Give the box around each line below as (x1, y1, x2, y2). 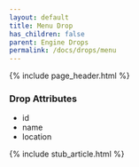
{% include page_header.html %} (9, 70, 130, 81)
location (21, 131, 52, 142)
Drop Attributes (9, 92, 78, 105)
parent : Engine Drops (9, 37, 89, 47)
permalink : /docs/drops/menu (9, 46, 117, 55)
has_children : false (9, 29, 86, 38)
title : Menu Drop (9, 21, 73, 30)
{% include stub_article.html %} (9, 148, 125, 160)
